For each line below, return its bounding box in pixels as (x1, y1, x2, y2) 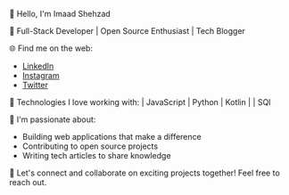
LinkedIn (21, 61, 54, 71)
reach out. (9, 177, 47, 187)
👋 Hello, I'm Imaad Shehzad (9, 9, 111, 19)
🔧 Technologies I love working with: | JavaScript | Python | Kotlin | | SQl (9, 97, 271, 107)
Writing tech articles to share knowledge (21, 150, 171, 160)
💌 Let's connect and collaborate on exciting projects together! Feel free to (9, 167, 281, 178)
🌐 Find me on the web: (9, 43, 94, 53)
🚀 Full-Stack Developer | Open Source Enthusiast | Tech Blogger (9, 26, 245, 36)
